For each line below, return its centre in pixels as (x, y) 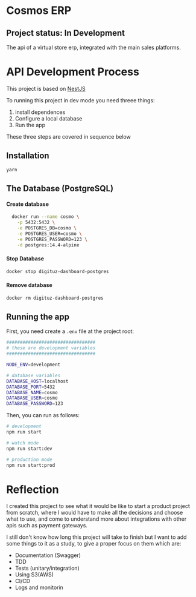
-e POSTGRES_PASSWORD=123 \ (52, 239)
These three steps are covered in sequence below (68, 136)
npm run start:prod (31, 465)
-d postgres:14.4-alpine (48, 245)
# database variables (33, 375)
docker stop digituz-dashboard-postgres (58, 271)
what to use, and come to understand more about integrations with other (96, 519)
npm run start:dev (29, 449)
